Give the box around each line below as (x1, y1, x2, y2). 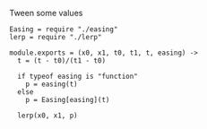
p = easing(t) (25, 80, 78, 89)
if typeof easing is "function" (17, 72, 139, 81)
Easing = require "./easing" (9, 25, 118, 34)
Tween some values (9, 8, 83, 18)
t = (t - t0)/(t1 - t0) (17, 56, 106, 65)
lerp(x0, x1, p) (17, 111, 78, 120)
